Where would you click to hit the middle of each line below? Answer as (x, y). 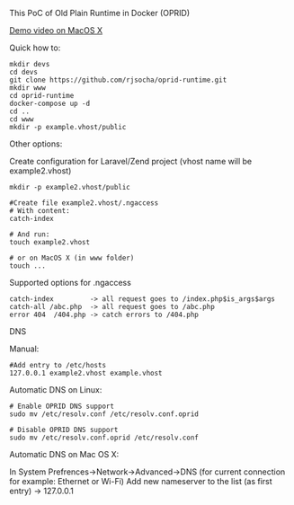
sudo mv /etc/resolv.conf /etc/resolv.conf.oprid (104, 414)
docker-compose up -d (50, 103)
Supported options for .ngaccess (71, 283)
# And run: (30, 235)
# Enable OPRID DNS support (62, 406)
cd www (22, 120)
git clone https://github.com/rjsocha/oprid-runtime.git (118, 80)
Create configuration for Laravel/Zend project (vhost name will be (131, 161)
